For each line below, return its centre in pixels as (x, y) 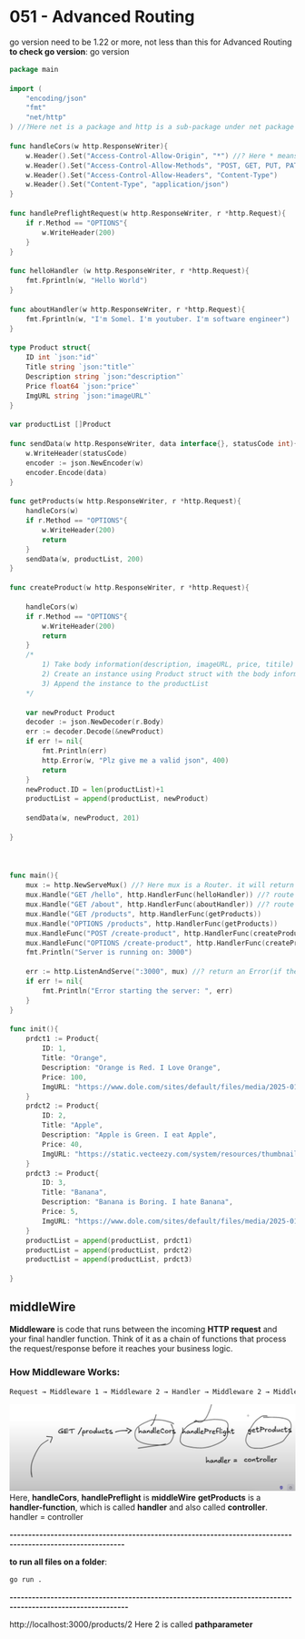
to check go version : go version (69, 51)
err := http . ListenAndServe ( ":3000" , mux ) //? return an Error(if (154, 972)
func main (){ (34, 875)
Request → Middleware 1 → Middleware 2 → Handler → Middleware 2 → (140, 1392)
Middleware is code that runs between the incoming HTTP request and (143, 1329)
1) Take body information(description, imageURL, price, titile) (168, 665)
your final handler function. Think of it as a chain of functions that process (148, 1339)
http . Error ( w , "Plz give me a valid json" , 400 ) (136, 760)
